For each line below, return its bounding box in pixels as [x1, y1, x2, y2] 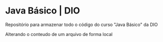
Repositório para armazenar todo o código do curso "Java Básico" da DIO [5, 21, 158, 27]
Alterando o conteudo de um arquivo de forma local [5, 31, 113, 37]
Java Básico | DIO [5, 5, 80, 16]
